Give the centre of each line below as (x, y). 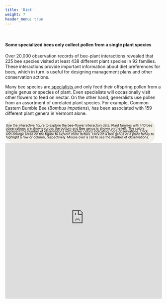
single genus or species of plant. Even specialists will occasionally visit (78, 92)
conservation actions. (27, 77)
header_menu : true (24, 19)
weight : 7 (15, 14)
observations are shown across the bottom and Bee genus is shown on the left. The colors (75, 128)
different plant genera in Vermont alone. (46, 113)
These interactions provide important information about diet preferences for (83, 66)
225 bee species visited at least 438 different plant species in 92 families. (81, 61)
